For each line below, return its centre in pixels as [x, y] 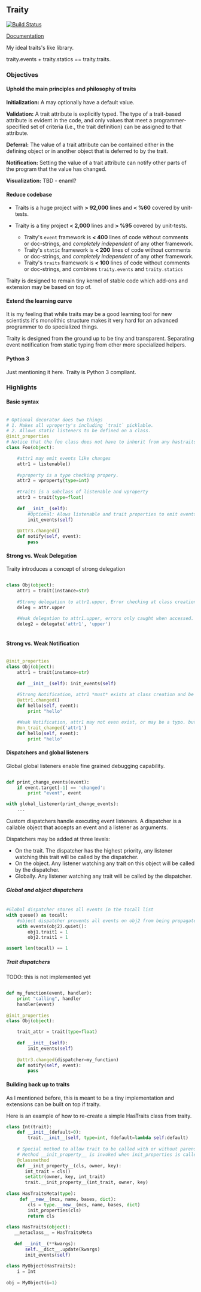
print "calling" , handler [49, 999]
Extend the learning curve [39, 301]
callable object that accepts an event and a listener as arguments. [87, 827]
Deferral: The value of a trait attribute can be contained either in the [90, 144]
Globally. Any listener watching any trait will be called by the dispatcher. [103, 876]
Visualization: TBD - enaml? [41, 180]
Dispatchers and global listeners [47, 752]
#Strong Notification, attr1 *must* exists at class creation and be [106, 695]
